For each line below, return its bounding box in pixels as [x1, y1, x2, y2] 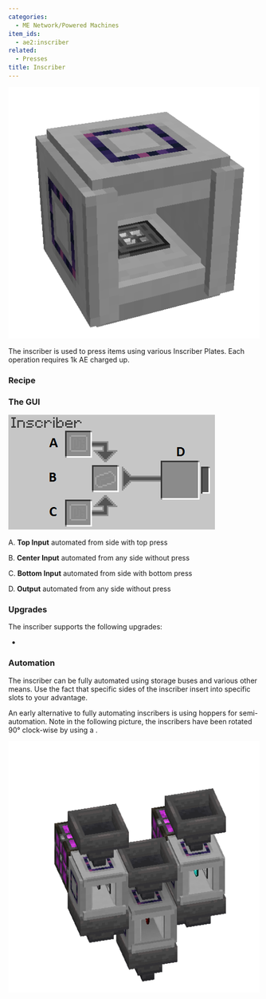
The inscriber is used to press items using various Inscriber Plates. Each [8, 346, 245, 355]
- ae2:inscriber [15, 38, 69, 46]
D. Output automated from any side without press [8, 584, 171, 594]
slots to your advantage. [8, 692, 88, 702]
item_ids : [8, 30, 41, 38]
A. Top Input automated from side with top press [8, 537, 168, 547]
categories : [8, 13, 48, 21]
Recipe [8, 375, 36, 386]
